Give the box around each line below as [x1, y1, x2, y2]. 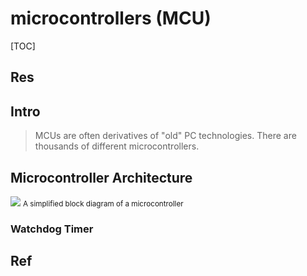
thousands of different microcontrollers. [34, 140, 200, 152]
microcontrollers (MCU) [10, 7, 212, 30]
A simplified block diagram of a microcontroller [22, 198, 184, 209]
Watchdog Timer [10, 222, 94, 236]
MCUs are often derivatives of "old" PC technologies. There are [34, 130, 297, 142]
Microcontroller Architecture [10, 169, 193, 186]
